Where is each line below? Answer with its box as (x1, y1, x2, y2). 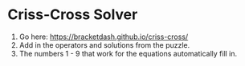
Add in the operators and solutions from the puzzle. (18, 40, 190, 49)
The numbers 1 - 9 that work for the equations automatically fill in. (18, 49, 238, 58)
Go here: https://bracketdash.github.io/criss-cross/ (18, 32, 189, 41)
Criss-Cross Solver (7, 6, 138, 24)
